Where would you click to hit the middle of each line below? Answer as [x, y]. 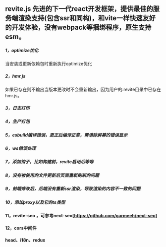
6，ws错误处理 [21, 148]
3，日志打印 [18, 108]
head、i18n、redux [25, 240]
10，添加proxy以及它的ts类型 [35, 202]
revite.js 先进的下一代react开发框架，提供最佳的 [79, 9]
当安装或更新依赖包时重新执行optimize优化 [49, 64]
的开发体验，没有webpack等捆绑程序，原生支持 [78, 28]
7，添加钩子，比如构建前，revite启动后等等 [49, 162]
